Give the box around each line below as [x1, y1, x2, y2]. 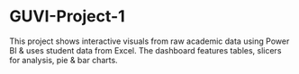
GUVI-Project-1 [9, 6, 126, 27]
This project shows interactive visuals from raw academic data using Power [9, 36, 290, 46]
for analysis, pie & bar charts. [9, 54, 119, 65]
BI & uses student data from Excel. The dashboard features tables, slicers [9, 45, 282, 55]
